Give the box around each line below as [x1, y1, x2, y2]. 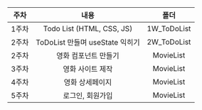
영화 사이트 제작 [63, 64, 113, 74]
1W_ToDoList [147, 24, 191, 33]
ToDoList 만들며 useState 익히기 [35, 38, 140, 47]
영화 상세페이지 [63, 77, 112, 87]
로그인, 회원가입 [63, 91, 113, 100]
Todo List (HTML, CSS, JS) [43, 24, 133, 33]
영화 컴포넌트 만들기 [56, 51, 119, 60]
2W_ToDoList [147, 37, 191, 47]
